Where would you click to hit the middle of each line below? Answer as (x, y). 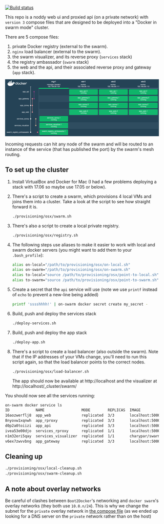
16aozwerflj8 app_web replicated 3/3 (60, 416)
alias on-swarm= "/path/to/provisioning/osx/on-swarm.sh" (71, 270)
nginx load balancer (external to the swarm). (57, 52)
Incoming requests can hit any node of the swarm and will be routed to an (79, 144)
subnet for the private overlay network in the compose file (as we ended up (82, 511)
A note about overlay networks (53, 489)
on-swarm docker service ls (34, 405)
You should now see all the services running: (50, 395)
